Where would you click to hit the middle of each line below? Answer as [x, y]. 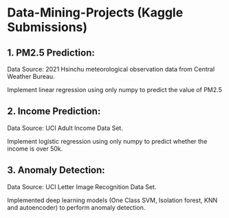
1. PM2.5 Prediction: [51, 53]
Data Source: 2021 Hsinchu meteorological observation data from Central [111, 69]
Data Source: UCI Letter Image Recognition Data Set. [82, 186]
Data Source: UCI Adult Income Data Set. [65, 128]
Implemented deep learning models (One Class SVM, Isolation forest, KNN [112, 200]
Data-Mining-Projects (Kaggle [95, 13]
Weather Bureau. [31, 76]
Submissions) [47, 27]
